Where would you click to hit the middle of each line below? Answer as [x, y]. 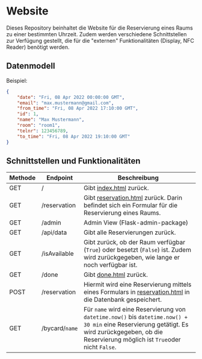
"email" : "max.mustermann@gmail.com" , [66, 103]
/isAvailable [57, 253]
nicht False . [100, 347]
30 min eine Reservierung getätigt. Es [136, 325]
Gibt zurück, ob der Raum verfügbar [134, 243]
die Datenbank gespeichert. [123, 300]
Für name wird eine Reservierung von [135, 310]
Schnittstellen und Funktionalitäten [73, 161]
